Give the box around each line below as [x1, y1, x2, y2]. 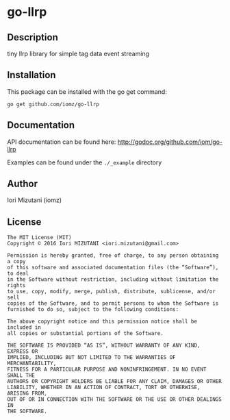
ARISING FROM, [7, 390, 48, 397]
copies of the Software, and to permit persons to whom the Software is [7, 300, 219, 307]
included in [7, 324, 41, 331]
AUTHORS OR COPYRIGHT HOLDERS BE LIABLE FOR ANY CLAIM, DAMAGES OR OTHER [7, 378, 222, 385]
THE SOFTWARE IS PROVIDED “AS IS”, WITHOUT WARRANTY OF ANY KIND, [7, 342, 201, 349]
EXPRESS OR [7, 348, 38, 355]
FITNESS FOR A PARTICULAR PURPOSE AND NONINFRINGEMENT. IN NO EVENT [7, 366, 207, 373]
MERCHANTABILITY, [7, 360, 57, 367]
